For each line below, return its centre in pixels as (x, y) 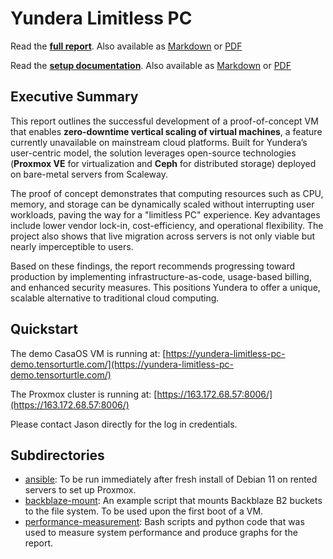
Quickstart (44, 329)
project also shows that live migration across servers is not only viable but (163, 236)
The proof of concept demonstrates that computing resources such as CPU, (167, 193)
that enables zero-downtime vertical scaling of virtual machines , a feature (166, 131)
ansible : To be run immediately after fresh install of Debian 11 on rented (171, 479)
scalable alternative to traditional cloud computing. (115, 298)
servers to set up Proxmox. (80, 490)
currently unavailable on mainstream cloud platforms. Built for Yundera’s (159, 142)
